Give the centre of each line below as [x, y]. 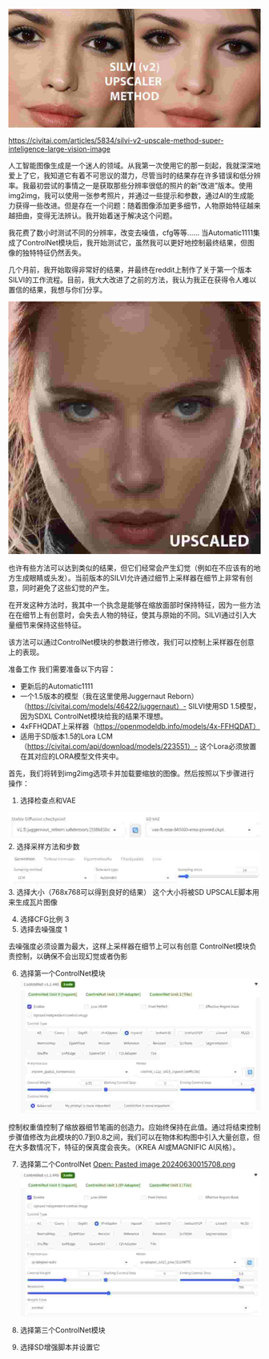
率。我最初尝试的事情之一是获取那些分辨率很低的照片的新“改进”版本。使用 [131, 185]
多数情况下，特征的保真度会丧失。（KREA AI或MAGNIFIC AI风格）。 [131, 1147]
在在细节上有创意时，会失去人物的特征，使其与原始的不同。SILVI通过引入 [129, 615]
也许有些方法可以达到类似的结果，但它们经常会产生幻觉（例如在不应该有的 [131, 568]
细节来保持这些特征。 [50, 625]
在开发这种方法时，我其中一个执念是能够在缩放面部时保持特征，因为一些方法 [134, 605]
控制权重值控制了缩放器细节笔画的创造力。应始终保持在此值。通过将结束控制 [134, 1126]
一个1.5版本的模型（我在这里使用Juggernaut [92, 696]
